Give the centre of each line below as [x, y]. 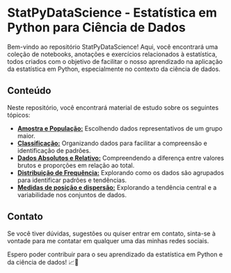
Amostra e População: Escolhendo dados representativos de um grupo [120, 128]
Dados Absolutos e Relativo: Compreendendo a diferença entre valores [121, 158]
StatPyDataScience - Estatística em [112, 13]
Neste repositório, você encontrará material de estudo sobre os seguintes [113, 107]
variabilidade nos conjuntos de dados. [72, 195]
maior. [26, 135]
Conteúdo [29, 91]
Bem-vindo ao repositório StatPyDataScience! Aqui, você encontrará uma [113, 47]
